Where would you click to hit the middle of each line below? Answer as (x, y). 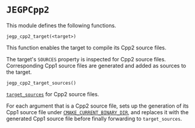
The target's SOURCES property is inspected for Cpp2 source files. (86, 59)
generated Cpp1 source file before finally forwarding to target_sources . (94, 118)
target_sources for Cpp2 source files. (53, 94)
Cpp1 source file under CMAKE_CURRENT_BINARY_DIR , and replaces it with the (97, 112)
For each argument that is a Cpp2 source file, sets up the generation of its (97, 106)
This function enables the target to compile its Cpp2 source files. (86, 47)
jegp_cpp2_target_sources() (41, 83)
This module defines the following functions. (61, 25)
